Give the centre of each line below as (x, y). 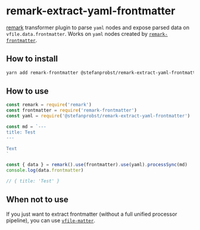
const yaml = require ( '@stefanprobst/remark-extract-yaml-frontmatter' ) (98, 116)
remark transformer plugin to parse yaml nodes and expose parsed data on (98, 27)
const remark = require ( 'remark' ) (49, 105)
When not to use (37, 200)
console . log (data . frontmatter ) (45, 170)
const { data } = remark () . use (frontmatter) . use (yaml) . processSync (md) (97, 165)
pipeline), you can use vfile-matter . (51, 220)
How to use (27, 91)
